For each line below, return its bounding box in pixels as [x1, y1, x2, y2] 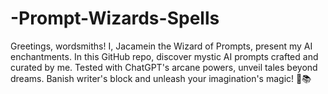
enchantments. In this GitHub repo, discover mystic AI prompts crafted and [10, 50, 319, 62]
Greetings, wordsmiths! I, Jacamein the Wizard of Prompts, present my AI [10, 40, 313, 52]
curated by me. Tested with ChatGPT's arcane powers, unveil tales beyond [10, 61, 318, 73]
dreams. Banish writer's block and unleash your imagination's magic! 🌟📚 [10, 72, 312, 84]
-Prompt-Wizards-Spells [10, 7, 220, 30]
